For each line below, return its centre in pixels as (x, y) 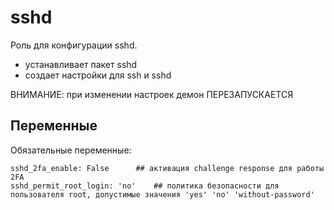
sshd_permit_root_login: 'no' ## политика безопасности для (145, 186)
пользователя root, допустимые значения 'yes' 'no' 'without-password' (162, 194)
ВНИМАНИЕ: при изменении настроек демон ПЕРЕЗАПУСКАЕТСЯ (152, 94)
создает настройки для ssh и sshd (98, 75)
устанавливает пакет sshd (81, 64)
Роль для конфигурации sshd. (74, 45)
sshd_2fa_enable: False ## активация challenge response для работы (167, 168)
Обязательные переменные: (71, 150)
